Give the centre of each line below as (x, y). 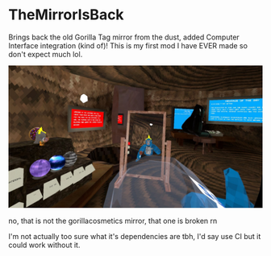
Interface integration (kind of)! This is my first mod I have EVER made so (128, 45)
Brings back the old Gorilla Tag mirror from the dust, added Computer (124, 37)
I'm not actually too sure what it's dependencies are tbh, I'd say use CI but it (135, 237)
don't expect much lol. (46, 54)
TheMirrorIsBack (66, 15)
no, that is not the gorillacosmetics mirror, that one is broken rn (113, 221)
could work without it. (44, 245)
